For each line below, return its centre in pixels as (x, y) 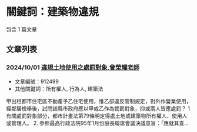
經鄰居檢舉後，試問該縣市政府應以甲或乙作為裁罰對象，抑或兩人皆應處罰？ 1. (99, 108)
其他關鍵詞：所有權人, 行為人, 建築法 (59, 89)
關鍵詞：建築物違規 (53, 12)
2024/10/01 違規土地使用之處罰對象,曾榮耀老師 (73, 68)
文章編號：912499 (36, 81)
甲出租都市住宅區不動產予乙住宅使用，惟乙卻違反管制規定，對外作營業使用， (99, 101)
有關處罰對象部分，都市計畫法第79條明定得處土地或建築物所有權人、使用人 (97, 116)
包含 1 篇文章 (21, 29)
